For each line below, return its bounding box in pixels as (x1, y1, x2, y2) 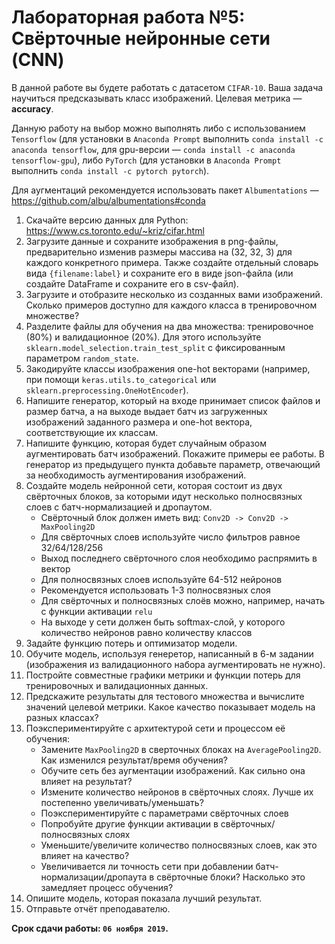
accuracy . (11, 102, 54, 115)
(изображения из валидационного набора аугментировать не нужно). (25, 658, 326, 670)
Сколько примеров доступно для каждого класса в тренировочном (25, 299, 318, 311)
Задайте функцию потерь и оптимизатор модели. (25, 637, 238, 649)
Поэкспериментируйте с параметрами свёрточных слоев (40, 807, 289, 819)
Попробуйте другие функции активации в (40, 817, 219, 830)
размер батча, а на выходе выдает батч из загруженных (25, 405, 268, 417)
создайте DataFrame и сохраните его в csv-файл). (25, 277, 239, 290)
